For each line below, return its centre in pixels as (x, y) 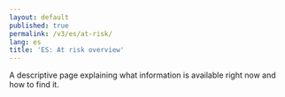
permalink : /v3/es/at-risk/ (61, 34)
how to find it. (34, 85)
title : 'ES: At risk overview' (67, 50)
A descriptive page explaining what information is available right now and (142, 75)
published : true (39, 26)
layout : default (39, 17)
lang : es (25, 42)
